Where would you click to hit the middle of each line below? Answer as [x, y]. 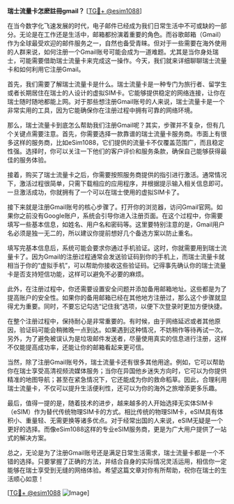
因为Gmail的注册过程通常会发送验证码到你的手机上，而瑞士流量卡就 [128, 257]
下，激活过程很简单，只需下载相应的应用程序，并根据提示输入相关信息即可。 [117, 183]
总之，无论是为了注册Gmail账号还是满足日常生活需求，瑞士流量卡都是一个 [113, 453]
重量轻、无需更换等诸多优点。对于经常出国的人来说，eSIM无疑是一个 [124, 420]
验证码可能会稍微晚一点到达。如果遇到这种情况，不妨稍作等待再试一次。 [123, 330]
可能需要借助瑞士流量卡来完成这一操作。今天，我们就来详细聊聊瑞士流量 [123, 61]
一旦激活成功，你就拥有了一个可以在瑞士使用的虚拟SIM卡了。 [95, 192]
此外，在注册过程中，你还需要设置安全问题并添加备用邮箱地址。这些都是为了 [117, 289]
